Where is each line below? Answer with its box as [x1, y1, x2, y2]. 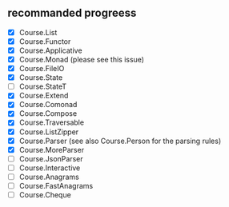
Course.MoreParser [18, 145, 85, 154]
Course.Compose [18, 109, 78, 118]
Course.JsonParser [18, 153, 83, 163]
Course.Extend [18, 91, 69, 101]
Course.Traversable [18, 117, 85, 127]
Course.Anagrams [18, 172, 79, 181]
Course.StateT [18, 82, 67, 91]
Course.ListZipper [18, 127, 79, 137]
